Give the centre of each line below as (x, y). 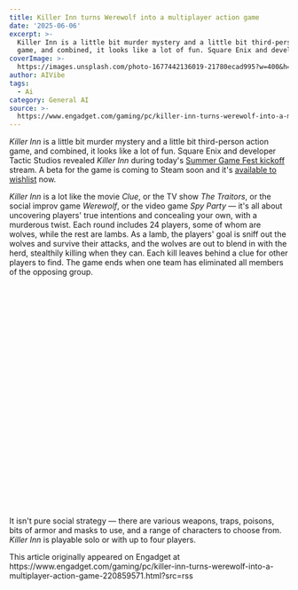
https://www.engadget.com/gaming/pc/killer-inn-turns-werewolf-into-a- (141, 566)
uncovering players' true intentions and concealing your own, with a (133, 216)
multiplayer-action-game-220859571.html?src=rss (101, 575)
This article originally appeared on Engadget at (94, 556)
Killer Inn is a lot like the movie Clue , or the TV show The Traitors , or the (141, 197)
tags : (19, 83)
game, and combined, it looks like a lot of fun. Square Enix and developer (143, 151)
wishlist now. (33, 179)
